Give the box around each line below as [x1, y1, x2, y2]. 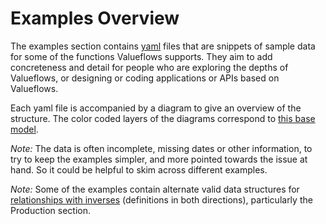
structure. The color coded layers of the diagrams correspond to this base [10, 112, 316, 124]
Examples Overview [10, 7, 180, 30]
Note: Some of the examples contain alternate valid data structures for [10, 183, 300, 195]
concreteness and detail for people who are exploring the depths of [10, 61, 289, 73]
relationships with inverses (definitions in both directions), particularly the [10, 193, 313, 206]
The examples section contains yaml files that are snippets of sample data [10, 40, 316, 52]
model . [10, 123, 39, 135]
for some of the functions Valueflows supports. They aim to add [10, 50, 273, 62]
